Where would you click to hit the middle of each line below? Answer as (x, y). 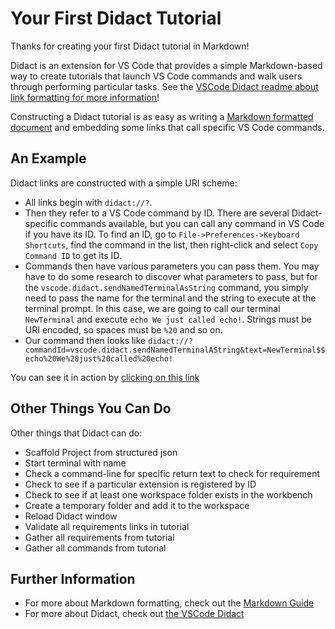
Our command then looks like (85, 340)
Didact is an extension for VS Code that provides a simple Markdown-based (166, 65)
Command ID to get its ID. (73, 255)
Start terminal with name (75, 463)
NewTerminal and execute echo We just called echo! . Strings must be (168, 319)
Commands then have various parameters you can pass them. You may (172, 266)
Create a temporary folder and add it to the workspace (137, 505)
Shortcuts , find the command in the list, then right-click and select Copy (171, 244)
